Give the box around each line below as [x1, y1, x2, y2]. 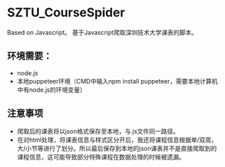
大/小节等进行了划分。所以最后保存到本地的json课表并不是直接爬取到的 [16, 144, 217, 152]
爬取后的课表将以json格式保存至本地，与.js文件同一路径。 [16, 127, 180, 135]
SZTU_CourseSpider [7, 5, 125, 21]
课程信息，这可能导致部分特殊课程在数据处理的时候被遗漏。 [16, 153, 185, 161]
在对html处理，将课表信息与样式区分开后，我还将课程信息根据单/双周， [16, 136, 217, 144]
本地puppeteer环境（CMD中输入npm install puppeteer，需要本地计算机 [16, 77, 218, 85]
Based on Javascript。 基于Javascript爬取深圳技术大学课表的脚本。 [7, 28, 198, 36]
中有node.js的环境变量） [16, 86, 87, 94]
